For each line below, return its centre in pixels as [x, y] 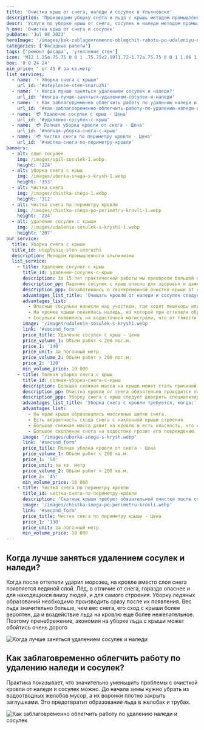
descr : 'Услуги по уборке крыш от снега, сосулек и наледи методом [93, 23]
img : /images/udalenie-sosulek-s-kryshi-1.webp [78, 227]
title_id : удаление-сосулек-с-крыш [67, 273]
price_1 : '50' [40, 459]
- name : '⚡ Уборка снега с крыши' [55, 80]
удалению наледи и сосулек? [65, 668]
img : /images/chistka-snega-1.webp [62, 193]
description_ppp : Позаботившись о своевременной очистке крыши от [108, 289]
